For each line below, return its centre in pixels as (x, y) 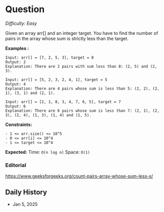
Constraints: (19, 124)
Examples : (17, 48)
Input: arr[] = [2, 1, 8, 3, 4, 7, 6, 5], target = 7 (63, 102)
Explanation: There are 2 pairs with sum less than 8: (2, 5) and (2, (81, 66)
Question (25, 9)
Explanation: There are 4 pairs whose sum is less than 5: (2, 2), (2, (82, 89)
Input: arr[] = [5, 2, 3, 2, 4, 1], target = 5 (56, 79)
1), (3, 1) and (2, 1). (30, 93)
